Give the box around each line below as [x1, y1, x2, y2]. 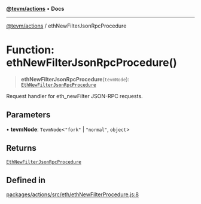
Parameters [6, 110, 51, 120]
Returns [6, 143, 37, 153]
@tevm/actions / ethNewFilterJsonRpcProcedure [6, 22, 127, 29]
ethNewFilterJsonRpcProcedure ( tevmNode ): [20, 75, 130, 83]
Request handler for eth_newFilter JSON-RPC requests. [6, 92, 143, 99]
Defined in [6, 175, 46, 185]
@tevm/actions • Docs [6, 5, 65, 12]
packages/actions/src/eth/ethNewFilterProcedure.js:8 [6, 191, 139, 198]
